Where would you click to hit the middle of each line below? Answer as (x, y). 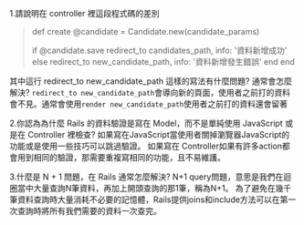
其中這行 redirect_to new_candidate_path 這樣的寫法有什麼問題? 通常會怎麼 (151, 81)
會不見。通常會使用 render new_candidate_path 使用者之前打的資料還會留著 (148, 104)
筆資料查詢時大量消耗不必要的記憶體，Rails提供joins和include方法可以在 (145, 199)
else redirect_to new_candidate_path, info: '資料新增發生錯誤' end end (163, 61)
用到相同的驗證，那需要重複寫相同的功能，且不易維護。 (121, 157)
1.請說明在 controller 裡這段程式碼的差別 (84, 13)
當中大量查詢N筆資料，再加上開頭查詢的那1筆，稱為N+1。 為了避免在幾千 (154, 188)
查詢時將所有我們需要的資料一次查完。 (89, 211)
